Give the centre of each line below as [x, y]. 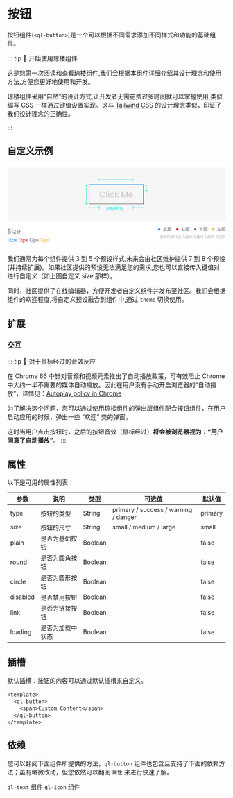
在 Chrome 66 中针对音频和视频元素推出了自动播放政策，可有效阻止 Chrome [116, 376]
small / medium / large [144, 527]
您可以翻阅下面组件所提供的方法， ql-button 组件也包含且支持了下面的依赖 [113, 763]
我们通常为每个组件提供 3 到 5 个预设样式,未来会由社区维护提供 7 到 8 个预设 [116, 259]
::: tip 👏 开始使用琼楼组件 [42, 58]
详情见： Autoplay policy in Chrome [72, 393]
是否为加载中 [59, 628]
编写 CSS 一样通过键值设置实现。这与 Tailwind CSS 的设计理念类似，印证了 [114, 105]
